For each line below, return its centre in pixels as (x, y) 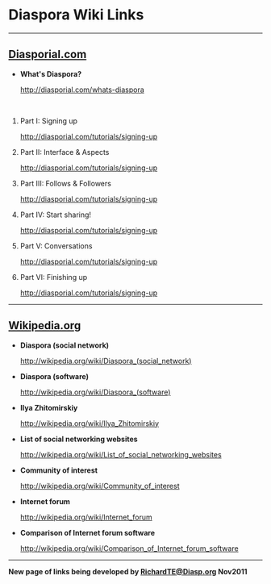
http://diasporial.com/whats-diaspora (82, 90)
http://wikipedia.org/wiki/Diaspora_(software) (95, 392)
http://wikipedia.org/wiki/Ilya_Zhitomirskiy (90, 423)
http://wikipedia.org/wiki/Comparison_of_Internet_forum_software (129, 548)
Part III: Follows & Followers (65, 183)
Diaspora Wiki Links (76, 15)
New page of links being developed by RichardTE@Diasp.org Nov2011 (128, 571)
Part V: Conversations (56, 246)
